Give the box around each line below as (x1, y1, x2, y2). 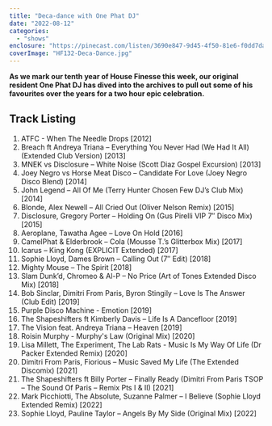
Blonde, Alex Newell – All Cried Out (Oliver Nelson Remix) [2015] (20, 202, 235, 212)
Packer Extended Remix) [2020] (20, 348, 128, 358)
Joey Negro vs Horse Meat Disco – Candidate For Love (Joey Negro (20, 167, 248, 178)
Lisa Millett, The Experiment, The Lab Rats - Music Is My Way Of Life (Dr (20, 340, 262, 349)
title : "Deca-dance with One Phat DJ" (9, 11, 140, 20)
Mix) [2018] (20, 280, 60, 289)
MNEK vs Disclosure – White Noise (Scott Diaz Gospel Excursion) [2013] (20, 159, 262, 169)
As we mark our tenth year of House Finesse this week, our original (9, 72, 239, 81)
